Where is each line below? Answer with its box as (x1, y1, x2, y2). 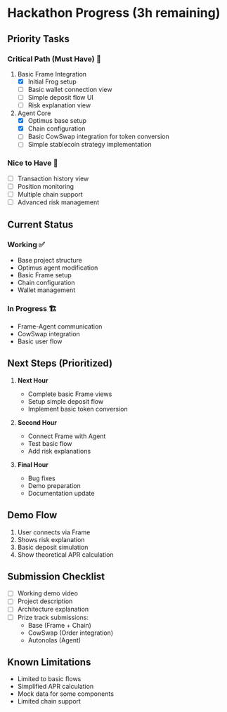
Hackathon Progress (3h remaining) (7, 5, 221, 21)
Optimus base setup (27, 117, 86, 125)
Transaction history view (17, 174, 89, 183)
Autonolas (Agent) (27, 635, 82, 644)
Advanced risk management (17, 198, 100, 206)
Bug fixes (27, 474, 56, 482)
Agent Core (17, 109, 51, 117)
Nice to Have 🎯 (7, 158, 58, 168)
